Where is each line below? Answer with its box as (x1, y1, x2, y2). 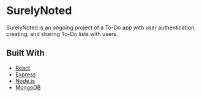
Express (15, 71, 36, 78)
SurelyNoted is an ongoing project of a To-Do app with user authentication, (6, 24, 196, 31)
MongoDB (15, 84, 41, 91)
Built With (6, 48, 45, 59)
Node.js (15, 77, 36, 84)
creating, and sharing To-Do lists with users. (6, 30, 118, 37)
